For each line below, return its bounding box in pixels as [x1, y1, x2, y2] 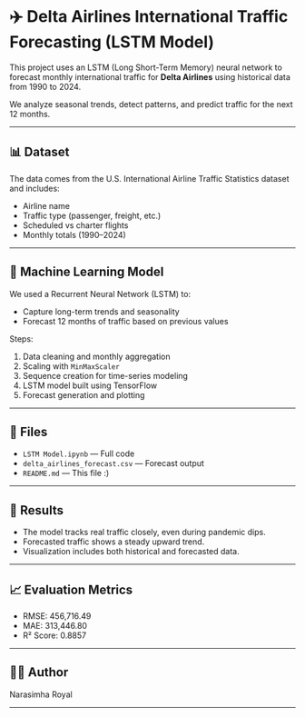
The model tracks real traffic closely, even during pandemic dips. [22, 527, 266, 538]
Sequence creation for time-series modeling [22, 370, 189, 381]
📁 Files [9, 423, 48, 440]
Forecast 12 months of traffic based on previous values [22, 315, 229, 326]
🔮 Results [9, 503, 64, 518]
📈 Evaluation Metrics [9, 582, 133, 597]
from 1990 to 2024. [9, 81, 82, 92]
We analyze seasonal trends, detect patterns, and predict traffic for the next [9, 98, 293, 109]
